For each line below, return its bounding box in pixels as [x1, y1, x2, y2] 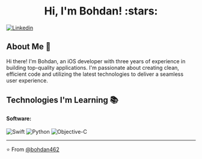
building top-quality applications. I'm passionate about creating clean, [6, 64, 179, 71]
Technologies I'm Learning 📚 [6, 95, 118, 105]
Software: [6, 114, 32, 122]
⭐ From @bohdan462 [6, 146, 60, 153]
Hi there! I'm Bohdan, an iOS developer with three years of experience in [6, 57, 186, 64]
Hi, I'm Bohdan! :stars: [44, 4, 158, 18]
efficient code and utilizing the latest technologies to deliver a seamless [6, 70, 184, 78]
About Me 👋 [6, 42, 51, 52]
